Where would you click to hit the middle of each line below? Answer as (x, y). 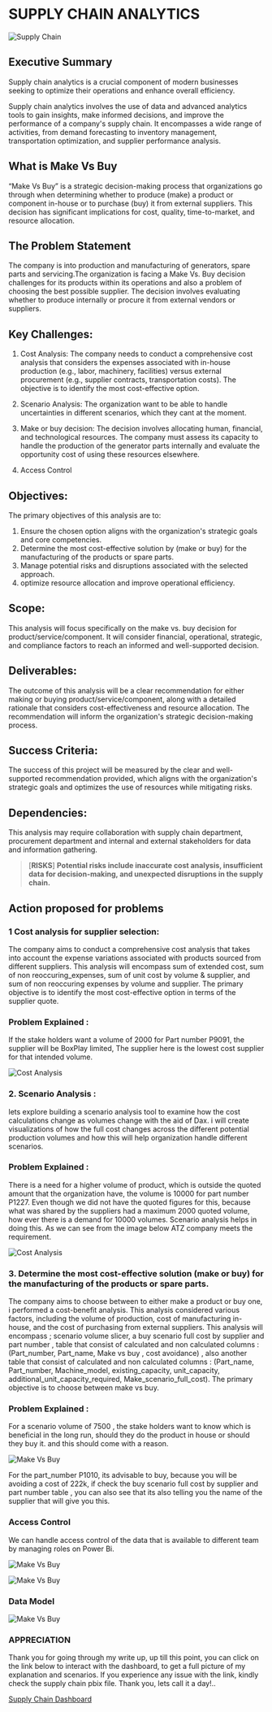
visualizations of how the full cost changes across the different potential (129, 1129)
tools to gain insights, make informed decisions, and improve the (117, 115)
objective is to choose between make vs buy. (84, 1388)
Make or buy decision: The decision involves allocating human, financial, (141, 428)
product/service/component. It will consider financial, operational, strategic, (135, 637)
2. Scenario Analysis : (52, 1094)
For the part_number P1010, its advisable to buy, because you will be (123, 1475)
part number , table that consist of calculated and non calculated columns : (134, 1345)
